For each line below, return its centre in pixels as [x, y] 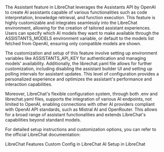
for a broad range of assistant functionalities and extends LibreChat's [76, 114]
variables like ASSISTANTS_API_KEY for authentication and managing [76, 58]
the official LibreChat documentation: [43, 135]
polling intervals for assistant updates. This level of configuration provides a [82, 74]
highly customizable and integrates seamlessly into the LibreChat [71, 23]
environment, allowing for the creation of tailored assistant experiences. [78, 28]
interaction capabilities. [29, 84]
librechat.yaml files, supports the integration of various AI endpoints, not [79, 99]
